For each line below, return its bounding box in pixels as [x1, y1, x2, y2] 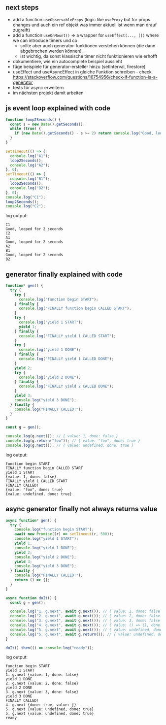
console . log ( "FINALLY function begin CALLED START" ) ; [18, 306, 132, 311]
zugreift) [12, 27, 31, 33]
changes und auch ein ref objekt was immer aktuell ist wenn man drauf [12, 22, 157, 28]
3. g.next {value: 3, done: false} [5, 690, 79, 694]
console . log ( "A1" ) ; [10, 153, 50, 159]
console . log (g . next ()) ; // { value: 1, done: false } [5, 434, 119, 439]
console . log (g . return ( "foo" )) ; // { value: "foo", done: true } [5, 438, 140, 443]
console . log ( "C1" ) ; [5, 195, 46, 199]
